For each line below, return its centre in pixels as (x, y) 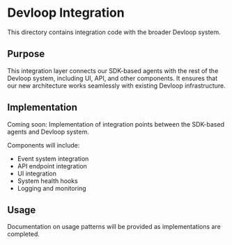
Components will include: (44, 145)
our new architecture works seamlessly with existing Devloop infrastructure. (117, 86)
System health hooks (47, 181)
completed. (23, 234)
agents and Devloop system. (48, 132)
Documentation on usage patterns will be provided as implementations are (114, 227)
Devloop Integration (66, 13)
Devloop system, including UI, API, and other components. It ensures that (113, 78)
